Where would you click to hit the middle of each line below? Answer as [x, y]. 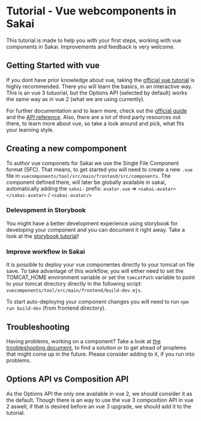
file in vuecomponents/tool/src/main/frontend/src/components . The [88, 175]
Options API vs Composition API [67, 379]
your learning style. [30, 129]
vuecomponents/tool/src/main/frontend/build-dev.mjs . [74, 290]
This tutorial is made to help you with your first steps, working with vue [94, 40]
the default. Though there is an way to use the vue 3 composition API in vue [100, 400]
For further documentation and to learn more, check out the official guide [97, 110]
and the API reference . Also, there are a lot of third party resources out [94, 117]
